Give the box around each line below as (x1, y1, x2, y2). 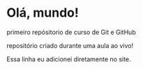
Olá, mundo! (6, 5, 80, 21)
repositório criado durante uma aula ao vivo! (6, 41, 134, 49)
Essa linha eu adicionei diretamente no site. (6, 54, 131, 63)
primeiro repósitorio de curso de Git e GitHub (6, 28, 137, 36)
